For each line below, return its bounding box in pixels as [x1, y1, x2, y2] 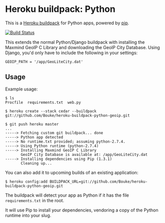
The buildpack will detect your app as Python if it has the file [5, 192, 129, 198]
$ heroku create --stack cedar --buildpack [5, 108, 97, 114]
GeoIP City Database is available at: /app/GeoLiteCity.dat [20, 152, 148, 157]
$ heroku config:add [5, 179, 48, 184]
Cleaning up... [20, 160, 52, 166]
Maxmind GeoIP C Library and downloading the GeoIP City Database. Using [5, 44, 160, 50]
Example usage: [5, 86, 38, 92]
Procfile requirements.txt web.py [5, 100, 81, 105]
